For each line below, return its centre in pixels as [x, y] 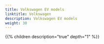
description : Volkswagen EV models [41, 18]
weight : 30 [16, 23]
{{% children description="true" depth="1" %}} [52, 37]
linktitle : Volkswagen [28, 14]
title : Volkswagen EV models [35, 9]
